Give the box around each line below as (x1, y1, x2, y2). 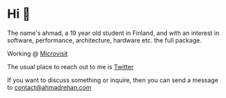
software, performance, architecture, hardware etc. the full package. (7, 36, 202, 44)
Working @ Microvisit (7, 49, 68, 58)
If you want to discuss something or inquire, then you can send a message (7, 75, 218, 84)
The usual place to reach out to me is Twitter (7, 62, 134, 71)
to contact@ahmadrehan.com (7, 83, 92, 91)
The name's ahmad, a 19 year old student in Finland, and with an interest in (7, 29, 220, 37)
